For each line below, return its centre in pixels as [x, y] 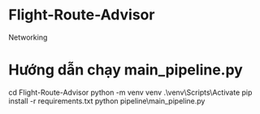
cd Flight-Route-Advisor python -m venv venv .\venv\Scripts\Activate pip [130, 92]
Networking [28, 37]
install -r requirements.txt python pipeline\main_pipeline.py [107, 101]
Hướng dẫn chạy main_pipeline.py [126, 70]
